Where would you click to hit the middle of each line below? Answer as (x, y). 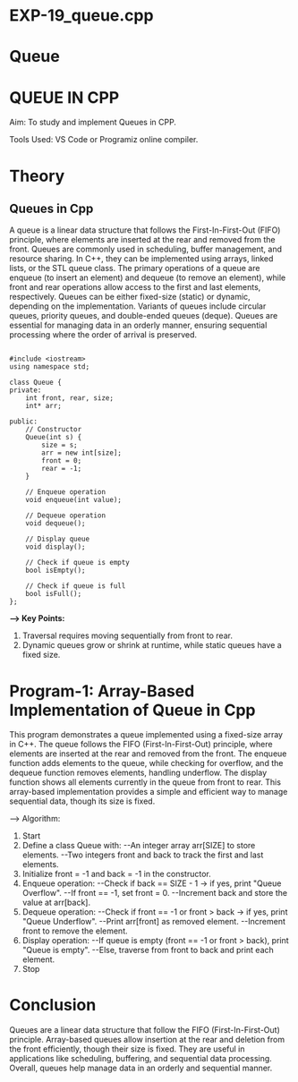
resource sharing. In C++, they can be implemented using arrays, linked (141, 259)
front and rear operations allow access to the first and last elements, (135, 287)
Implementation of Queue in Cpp (132, 710)
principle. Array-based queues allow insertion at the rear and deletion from (147, 1040)
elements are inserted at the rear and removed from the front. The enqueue (148, 754)
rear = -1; (62, 469)
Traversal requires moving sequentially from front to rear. (127, 635)
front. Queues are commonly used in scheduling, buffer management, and (146, 249)
